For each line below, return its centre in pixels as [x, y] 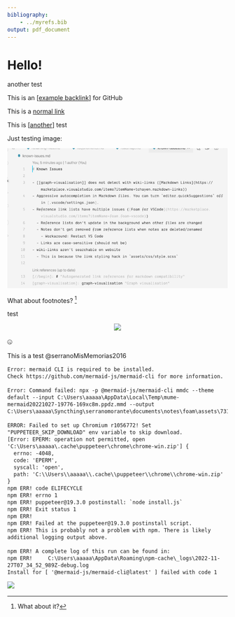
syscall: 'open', [39, 468]
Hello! [25, 65]
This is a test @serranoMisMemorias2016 [67, 356]
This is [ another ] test [37, 125]
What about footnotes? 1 [42, 299]
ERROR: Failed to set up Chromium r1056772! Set [79, 426]
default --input [31, 398]
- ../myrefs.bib [44, 22]
